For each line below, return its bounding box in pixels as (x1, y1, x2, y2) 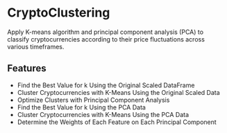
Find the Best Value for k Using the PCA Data (17, 103, 146, 112)
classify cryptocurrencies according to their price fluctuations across (7, 35, 205, 43)
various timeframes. (7, 42, 65, 51)
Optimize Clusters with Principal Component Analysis (17, 96, 170, 104)
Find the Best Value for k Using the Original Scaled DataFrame (17, 81, 195, 89)
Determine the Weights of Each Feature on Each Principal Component (17, 118, 217, 126)
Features (7, 62, 47, 74)
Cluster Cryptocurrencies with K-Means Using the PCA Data (17, 110, 190, 118)
